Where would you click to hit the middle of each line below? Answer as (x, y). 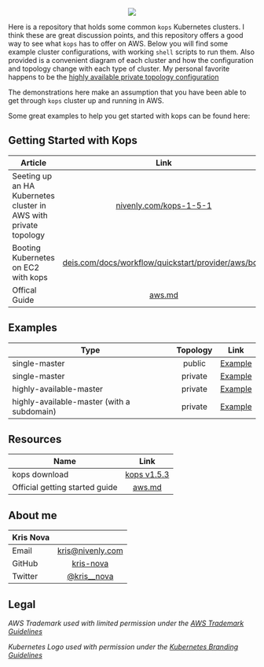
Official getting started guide (65, 488)
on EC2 (26, 267)
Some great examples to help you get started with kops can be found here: (129, 116)
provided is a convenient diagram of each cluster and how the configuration (131, 60)
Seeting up (32, 175)
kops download (40, 474)
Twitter (25, 577)
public (195, 363)
